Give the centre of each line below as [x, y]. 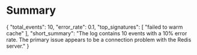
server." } [18, 46]
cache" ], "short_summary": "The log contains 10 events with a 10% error [97, 33]
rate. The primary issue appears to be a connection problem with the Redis [99, 39]
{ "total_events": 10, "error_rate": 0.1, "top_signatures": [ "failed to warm [95, 27]
